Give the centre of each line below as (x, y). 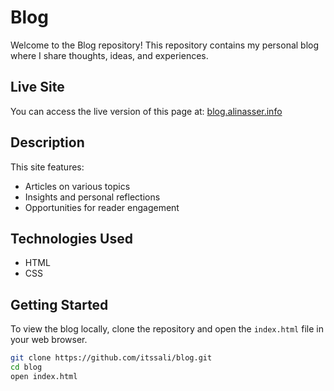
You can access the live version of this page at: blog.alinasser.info (146, 111)
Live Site (37, 87)
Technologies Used (71, 238)
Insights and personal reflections (92, 197)
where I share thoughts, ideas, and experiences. (109, 55)
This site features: (47, 167)
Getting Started (59, 304)
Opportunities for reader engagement (102, 207)
